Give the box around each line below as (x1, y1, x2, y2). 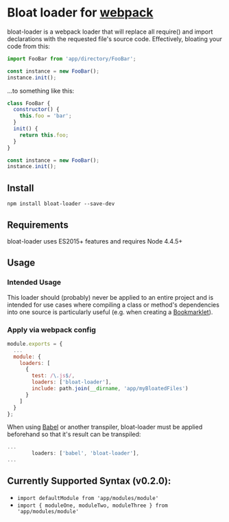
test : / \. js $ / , (32, 372, 75, 379)
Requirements (7, 219, 69, 230)
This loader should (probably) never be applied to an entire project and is (7, 293, 214, 301)
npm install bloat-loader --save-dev (7, 200, 115, 207)
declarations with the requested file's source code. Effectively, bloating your (7, 34, 223, 43)
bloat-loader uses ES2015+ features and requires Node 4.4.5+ (7, 237, 183, 245)
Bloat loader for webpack (7, 5, 154, 21)
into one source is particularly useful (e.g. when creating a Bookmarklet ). (7, 307, 213, 316)
